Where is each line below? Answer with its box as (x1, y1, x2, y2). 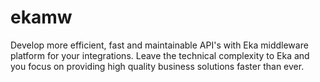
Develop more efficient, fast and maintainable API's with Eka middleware (10, 39, 309, 51)
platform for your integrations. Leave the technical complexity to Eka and (10, 49, 310, 61)
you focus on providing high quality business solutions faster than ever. (10, 60, 305, 72)
